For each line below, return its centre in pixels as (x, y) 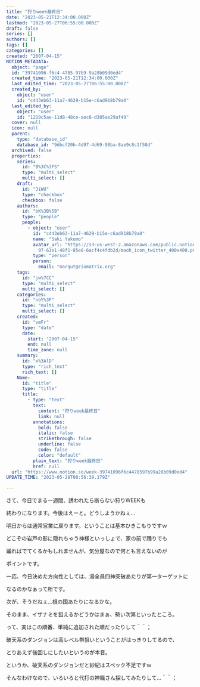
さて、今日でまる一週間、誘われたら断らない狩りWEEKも (76, 500)
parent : (21, 134)
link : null (51, 416)
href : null (46, 466)
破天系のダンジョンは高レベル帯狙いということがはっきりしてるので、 (92, 640)
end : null (40, 344)
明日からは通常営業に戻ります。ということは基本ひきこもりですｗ (87, 526)
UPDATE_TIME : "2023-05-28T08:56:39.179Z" (58, 478)
